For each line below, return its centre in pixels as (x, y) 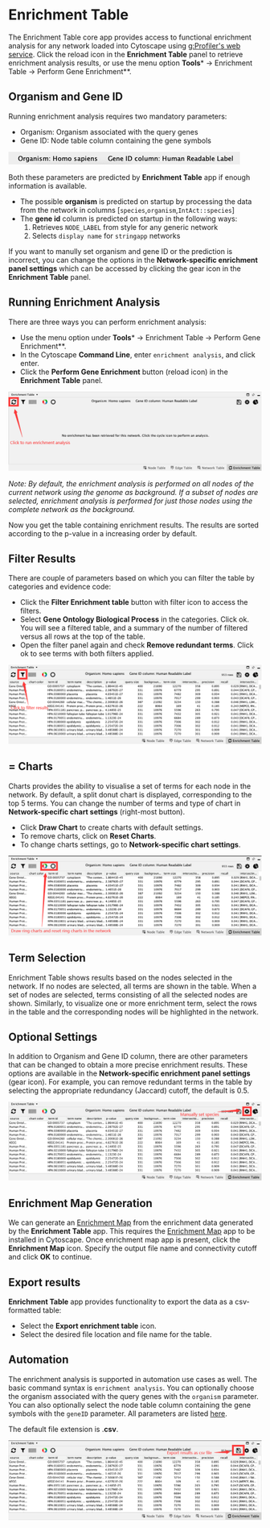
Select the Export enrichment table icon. (88, 1326)
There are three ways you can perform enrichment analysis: (107, 322)
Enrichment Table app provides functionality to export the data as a (121, 1301)
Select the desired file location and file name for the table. (116, 1334)
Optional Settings (53, 1037)
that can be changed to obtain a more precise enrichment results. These (128, 1065)
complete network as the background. (72, 509)
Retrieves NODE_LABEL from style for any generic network (125, 227)
